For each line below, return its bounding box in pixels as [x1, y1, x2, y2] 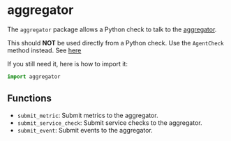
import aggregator [7, 73, 61, 80]
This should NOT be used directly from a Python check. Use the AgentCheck [7, 38, 225, 47]
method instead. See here [7, 46, 82, 54]
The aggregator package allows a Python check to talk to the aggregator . [7, 25, 217, 34]
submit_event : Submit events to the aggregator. [17, 126, 154, 134]
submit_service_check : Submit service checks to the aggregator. [17, 118, 202, 127]
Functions [7, 93, 52, 105]
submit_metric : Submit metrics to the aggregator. [17, 111, 158, 119]
